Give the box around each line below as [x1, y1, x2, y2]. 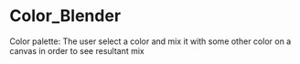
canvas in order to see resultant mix [9, 45, 145, 56]
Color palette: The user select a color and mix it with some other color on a [9, 36, 292, 47]
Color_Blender [9, 5, 122, 27]
